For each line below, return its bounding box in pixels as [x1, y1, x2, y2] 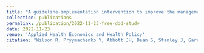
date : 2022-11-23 [6, 26, 50, 32]
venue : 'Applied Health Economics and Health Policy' [6, 32, 146, 38]
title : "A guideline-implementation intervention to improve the [6, 9, 175, 15]
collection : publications [6, 15, 72, 21]
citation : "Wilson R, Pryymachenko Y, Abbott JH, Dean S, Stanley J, [6, 37, 186, 43]
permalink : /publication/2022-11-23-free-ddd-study [6, 20, 140, 26]
